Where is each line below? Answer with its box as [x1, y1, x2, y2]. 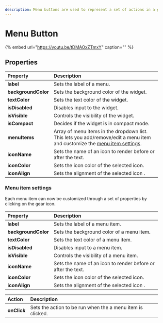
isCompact [7, 120, 33, 127]
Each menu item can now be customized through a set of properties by [5, 195, 147, 202]
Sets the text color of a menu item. [53, 236, 132, 243]
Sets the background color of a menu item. [53, 228, 151, 235]
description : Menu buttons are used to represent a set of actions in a [5, 7, 155, 12]
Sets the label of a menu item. [53, 221, 121, 227]
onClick [7, 307, 26, 314]
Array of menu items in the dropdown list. [53, 128, 148, 135]
